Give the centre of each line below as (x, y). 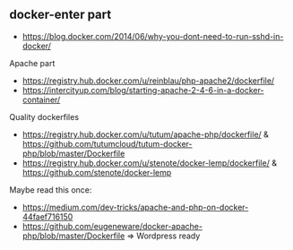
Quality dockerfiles (44, 116)
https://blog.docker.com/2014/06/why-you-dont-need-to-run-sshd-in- (153, 36)
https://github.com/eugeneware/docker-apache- (112, 226)
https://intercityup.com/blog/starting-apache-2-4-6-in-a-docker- (143, 90)
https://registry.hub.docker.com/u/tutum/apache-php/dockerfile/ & (145, 134)
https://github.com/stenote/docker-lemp (97, 172)
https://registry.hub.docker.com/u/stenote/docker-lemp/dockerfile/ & (150, 163)
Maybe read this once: (51, 190)
